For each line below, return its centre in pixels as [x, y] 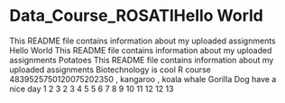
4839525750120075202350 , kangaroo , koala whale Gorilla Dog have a [143, 79]
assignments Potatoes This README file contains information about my [142, 60]
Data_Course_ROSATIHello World [137, 16]
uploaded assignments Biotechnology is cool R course [110, 70]
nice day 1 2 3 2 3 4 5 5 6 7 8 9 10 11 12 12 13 [92, 89]
